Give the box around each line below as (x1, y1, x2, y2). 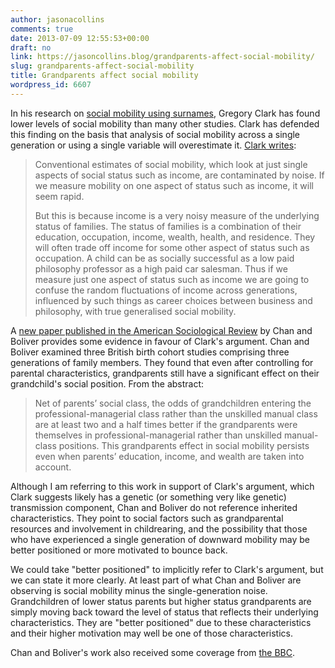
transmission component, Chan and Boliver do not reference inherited (10, 501, 298, 513)
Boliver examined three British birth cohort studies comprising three (10, 346, 290, 358)
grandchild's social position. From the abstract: (10, 377, 205, 390)
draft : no (10, 42, 52, 53)
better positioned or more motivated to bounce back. (10, 544, 228, 556)
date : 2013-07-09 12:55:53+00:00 (10, 33, 150, 43)
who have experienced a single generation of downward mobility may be (10, 533, 310, 545)
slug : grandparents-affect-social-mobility (10, 61, 195, 71)
